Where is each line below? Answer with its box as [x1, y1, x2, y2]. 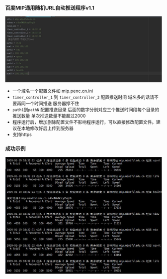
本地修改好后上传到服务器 [21, 125, 74, 131]
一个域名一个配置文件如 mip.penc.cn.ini [12, 88, 93, 94]
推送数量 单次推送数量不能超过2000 [12, 113, 86, 119]
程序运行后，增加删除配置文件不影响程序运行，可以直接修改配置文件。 [12, 119, 157, 125]
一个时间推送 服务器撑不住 [25, 100, 80, 106]
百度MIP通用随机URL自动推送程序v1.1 [5, 4, 94, 11]
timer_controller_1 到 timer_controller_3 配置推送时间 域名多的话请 [12, 94, 155, 100]
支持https [12, 131, 32, 138]
